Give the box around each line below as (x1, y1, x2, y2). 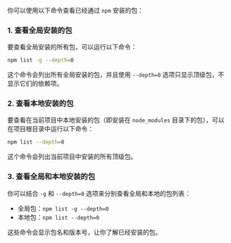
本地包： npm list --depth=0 (17, 213, 100, 221)
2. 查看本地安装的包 (7, 99, 74, 108)
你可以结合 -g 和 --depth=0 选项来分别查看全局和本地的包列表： (7, 189, 192, 197)
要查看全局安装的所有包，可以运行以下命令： (7, 43, 137, 51)
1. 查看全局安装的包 (7, 25, 73, 35)
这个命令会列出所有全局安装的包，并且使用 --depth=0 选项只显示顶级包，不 (7, 70, 225, 79)
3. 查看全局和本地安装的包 (7, 172, 96, 182)
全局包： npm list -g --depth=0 (17, 204, 109, 213)
